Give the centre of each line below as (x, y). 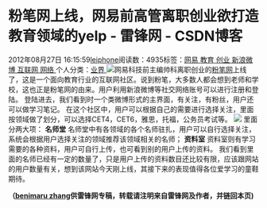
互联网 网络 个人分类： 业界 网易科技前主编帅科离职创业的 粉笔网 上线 (132, 69)
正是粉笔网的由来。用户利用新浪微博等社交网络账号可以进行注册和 (143, 89)
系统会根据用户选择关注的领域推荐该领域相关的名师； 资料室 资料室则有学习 (132, 139)
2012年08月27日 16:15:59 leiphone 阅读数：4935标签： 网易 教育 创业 (119, 60)
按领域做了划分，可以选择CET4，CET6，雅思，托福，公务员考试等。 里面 (133, 119)
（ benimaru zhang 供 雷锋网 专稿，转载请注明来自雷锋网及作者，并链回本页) (131, 195)
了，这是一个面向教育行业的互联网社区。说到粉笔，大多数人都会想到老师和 (130, 79)
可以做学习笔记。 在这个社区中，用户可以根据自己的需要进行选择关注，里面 (131, 109)
